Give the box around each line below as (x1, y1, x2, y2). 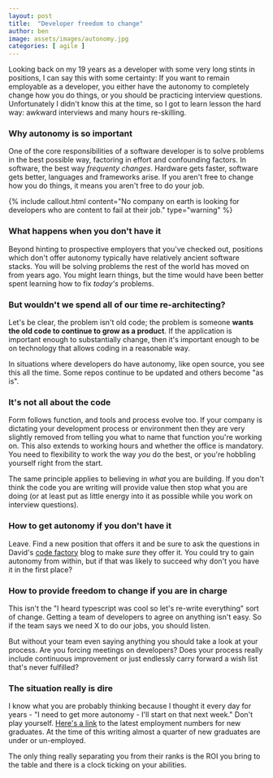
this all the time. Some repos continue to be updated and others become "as (8, 367, 264, 378)
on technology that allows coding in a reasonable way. (8, 343, 191, 354)
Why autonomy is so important (8, 128, 132, 139)
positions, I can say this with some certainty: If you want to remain (8, 73, 230, 83)
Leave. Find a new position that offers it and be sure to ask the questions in (8, 538, 260, 549)
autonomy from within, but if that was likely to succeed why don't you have (8, 556, 260, 566)
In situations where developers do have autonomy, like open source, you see (8, 359, 265, 369)
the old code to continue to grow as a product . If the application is (8, 326, 232, 336)
